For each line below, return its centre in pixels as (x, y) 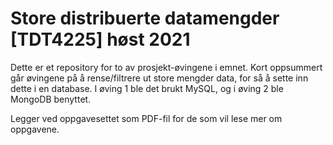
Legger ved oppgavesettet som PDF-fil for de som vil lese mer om (146, 118)
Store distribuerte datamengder (145, 18)
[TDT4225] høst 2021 (100, 39)
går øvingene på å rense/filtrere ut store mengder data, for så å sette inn (159, 78)
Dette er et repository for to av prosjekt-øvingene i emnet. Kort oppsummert (166, 67)
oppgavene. (35, 129)
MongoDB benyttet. (51, 99)
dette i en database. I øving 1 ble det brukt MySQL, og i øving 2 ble (147, 88)
